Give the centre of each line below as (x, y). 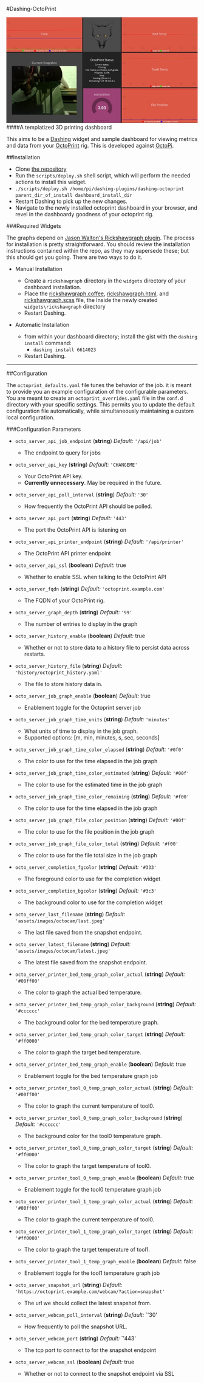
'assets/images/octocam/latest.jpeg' (63, 951)
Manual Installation (39, 269)
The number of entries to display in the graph (81, 624)
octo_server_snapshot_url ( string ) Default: (69, 1285)
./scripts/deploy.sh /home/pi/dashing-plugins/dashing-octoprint (99, 189)
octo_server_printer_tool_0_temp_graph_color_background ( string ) (99, 1117)
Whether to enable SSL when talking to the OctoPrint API (95, 577)
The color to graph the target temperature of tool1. (87, 1249)
